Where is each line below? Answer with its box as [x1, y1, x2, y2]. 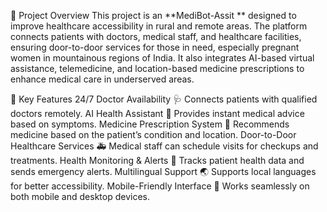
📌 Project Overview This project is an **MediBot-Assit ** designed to [10, 10, 297, 21]
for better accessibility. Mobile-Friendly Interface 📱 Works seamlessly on [10, 180, 310, 192]
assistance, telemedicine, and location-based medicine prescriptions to [10, 63, 305, 74]
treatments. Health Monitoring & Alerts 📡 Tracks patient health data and [10, 155, 305, 166]
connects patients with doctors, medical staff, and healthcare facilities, [10, 31, 302, 42]
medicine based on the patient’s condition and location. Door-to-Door [10, 129, 297, 140]
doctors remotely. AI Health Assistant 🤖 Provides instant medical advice [10, 108, 305, 119]
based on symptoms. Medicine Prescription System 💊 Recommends [10, 118, 290, 130]
